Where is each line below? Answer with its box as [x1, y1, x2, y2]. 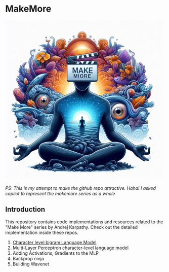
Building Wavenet [12, 261, 50, 267]
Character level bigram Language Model [12, 239, 97, 245]
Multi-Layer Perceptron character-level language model [12, 245, 129, 251]
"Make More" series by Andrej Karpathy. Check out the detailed [5, 224, 138, 230]
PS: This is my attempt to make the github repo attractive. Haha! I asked [5, 185, 156, 191]
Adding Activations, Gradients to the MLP [12, 250, 99, 256]
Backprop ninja [12, 255, 45, 261]
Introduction [5, 205, 46, 214]
